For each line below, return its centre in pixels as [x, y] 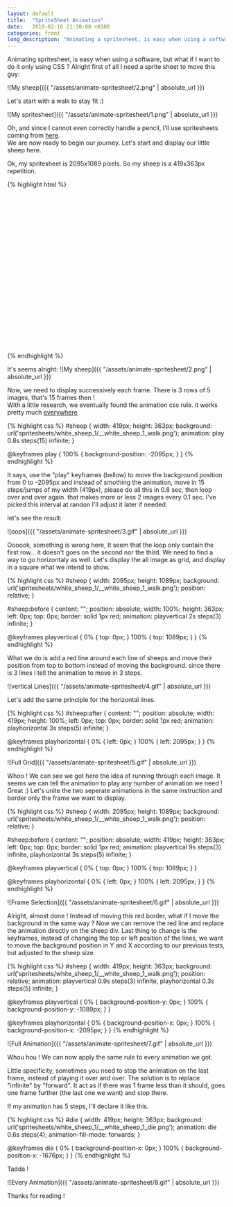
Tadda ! [18, 1169]
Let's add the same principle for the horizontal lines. [81, 700]
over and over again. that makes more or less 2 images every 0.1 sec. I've [112, 497]
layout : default [31, 14]
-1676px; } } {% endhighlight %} [85, 1156]
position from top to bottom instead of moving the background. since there [114, 666]
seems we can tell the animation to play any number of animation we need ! [115, 783]
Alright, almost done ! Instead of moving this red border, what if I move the [113, 916]
